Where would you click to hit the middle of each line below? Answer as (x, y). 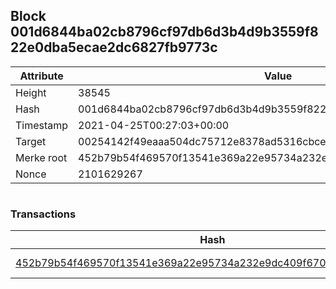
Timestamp (42, 125)
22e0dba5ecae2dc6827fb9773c (114, 47)
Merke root (41, 157)
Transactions (43, 214)
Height (31, 92)
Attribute (41, 76)
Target (31, 141)
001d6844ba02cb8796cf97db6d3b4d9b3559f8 (164, 32)
